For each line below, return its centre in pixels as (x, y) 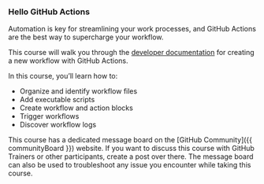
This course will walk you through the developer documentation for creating (131, 53)
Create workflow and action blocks (76, 108)
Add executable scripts (57, 100)
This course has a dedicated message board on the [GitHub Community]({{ (130, 140)
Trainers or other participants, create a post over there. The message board (131, 156)
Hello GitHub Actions (49, 12)
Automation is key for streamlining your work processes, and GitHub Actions (132, 29)
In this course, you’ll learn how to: (63, 76)
